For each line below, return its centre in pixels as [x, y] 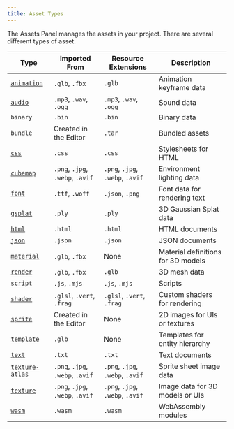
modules [173, 415]
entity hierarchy [185, 343]
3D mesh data [182, 272]
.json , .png [122, 193]
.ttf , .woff [71, 193]
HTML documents [188, 229]
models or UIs [181, 395]
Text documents [185, 355]
